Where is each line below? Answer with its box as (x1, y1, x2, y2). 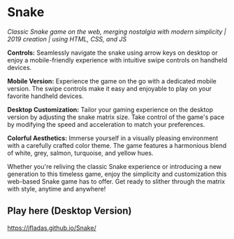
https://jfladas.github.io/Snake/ (7, 224, 96, 232)
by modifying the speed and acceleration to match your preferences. (7, 120, 205, 128)
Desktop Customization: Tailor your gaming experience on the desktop (7, 105, 214, 114)
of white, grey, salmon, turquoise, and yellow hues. (7, 149, 154, 157)
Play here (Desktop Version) (7, 205, 132, 217)
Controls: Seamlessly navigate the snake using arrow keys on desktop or (7, 48, 218, 57)
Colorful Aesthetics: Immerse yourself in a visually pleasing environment (7, 134, 219, 142)
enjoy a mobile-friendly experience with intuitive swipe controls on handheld (7, 55, 228, 64)
